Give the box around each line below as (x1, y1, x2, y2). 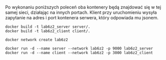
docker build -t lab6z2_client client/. (5, 29, 91, 34)
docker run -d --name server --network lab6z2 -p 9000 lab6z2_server (5, 46, 153, 51)
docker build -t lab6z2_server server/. (5, 24, 91, 29)
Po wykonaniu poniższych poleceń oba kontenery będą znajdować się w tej (5, 4, 161, 10)
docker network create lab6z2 (5, 37, 68, 42)
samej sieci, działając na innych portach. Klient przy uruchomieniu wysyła (5, 9, 157, 15)
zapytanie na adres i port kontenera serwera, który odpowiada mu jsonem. (5, 15, 159, 20)
